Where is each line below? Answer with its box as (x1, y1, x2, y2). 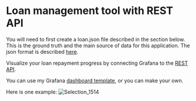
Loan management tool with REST (6, 4, 174, 18)
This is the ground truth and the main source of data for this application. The (6, 42, 190, 49)
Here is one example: (6, 88, 57, 95)
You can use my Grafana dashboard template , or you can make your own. (6, 77, 184, 84)
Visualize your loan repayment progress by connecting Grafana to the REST (6, 60, 188, 67)
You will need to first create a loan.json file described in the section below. (6, 36, 185, 43)
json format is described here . (6, 48, 79, 55)
